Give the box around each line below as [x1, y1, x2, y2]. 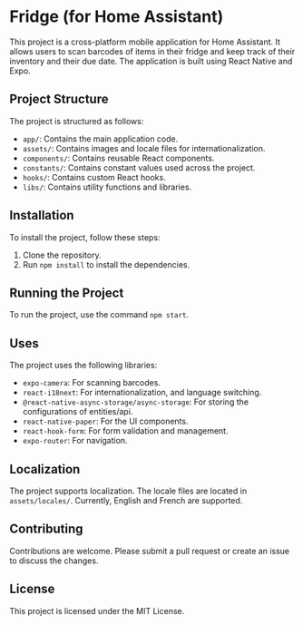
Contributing [9, 522, 83, 537]
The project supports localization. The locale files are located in [9, 485, 248, 496]
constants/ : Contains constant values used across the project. [22, 161, 256, 173]
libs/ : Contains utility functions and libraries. [22, 181, 192, 192]
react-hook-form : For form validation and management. [22, 425, 229, 436]
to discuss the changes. [9, 555, 99, 566]
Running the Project [9, 285, 124, 300]
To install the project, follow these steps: [9, 231, 161, 242]
